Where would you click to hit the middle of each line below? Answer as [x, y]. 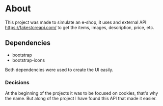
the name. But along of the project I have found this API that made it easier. [81, 99]
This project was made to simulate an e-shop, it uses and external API [76, 22]
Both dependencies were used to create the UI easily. [59, 70]
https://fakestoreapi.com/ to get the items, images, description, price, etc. [80, 27]
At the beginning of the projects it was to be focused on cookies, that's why [81, 93]
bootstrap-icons [28, 60]
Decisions [17, 82]
